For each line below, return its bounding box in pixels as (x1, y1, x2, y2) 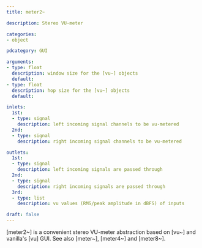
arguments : (6, 59, 34, 65)
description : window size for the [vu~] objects (12, 70, 138, 77)
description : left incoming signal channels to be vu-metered (17, 121, 179, 127)
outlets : (6, 149, 29, 156)
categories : (6, 31, 37, 37)
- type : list (12, 195, 45, 201)
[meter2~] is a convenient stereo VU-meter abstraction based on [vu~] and (6, 228, 196, 236)
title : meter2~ (6, 9, 45, 15)
